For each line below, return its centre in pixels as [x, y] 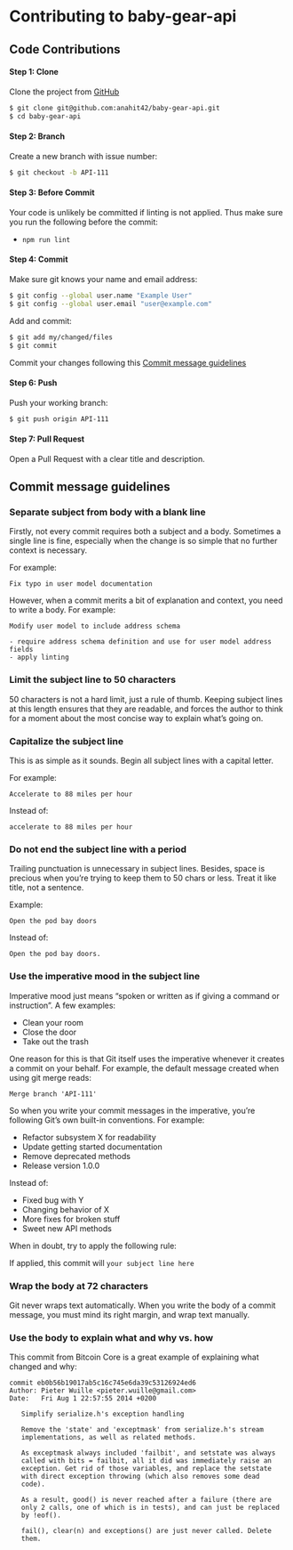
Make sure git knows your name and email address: [103, 280]
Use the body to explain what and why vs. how [111, 1337]
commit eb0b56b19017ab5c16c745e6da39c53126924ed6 [103, 1383]
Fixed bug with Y [53, 1200]
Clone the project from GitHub [64, 92]
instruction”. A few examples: [63, 1005]
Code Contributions [65, 49]
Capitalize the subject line [67, 741]
